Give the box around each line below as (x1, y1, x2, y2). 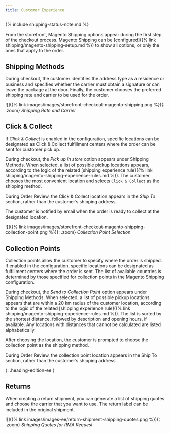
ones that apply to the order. (5, 47, 64, 53)
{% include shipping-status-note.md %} (5, 21, 89, 28)
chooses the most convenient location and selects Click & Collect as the (5, 178, 160, 184)
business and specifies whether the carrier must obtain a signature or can (5, 81, 160, 87)
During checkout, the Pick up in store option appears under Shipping (5, 156, 149, 163)
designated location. (5, 214, 48, 220)
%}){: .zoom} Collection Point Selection (49, 229, 131, 235)
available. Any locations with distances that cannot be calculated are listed (5, 321, 161, 328)
